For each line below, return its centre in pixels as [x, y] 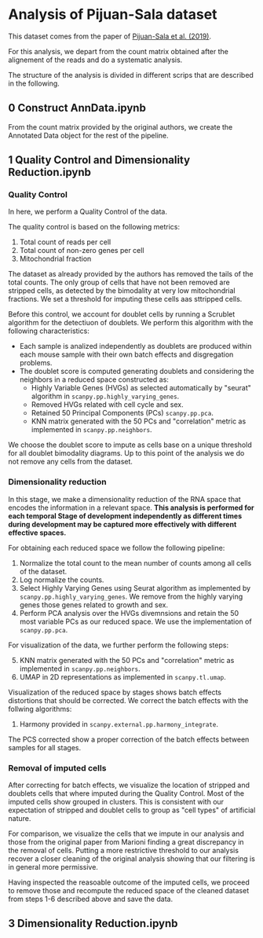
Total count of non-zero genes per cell [82, 251]
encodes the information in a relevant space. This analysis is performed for [131, 507]
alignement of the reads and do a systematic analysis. [95, 60]
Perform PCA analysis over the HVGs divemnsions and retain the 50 [129, 613]
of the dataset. [43, 571]
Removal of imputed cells [57, 768]
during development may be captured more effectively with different [122, 524]
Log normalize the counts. [62, 580]
